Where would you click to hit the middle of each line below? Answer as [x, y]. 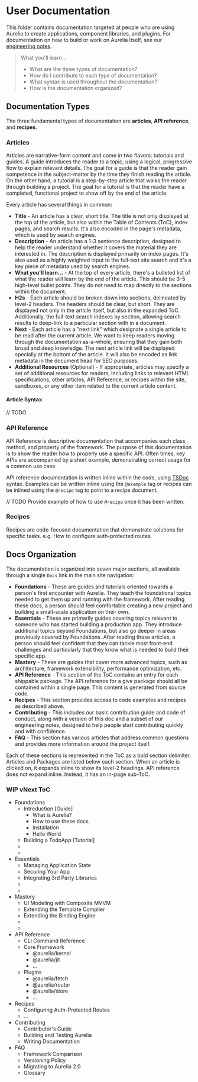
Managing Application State [57, 865]
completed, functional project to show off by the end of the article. [87, 193]
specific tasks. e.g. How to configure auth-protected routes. [79, 536]
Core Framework [44, 947]
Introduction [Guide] [48, 809]
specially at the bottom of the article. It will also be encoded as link [96, 355]
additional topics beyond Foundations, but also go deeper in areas [95, 630]
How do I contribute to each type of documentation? [93, 75]
